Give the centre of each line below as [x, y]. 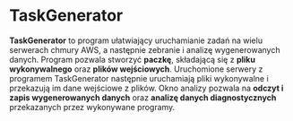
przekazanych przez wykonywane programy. [92, 107]
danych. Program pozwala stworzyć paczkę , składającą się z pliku [132, 59]
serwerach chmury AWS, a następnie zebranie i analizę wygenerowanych [145, 49]
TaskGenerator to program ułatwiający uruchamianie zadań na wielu [136, 40]
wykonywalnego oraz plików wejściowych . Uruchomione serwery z [136, 69]
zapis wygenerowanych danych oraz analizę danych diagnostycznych [143, 97]
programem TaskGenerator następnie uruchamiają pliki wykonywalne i [139, 78]
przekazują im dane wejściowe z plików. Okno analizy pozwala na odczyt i [146, 88]
